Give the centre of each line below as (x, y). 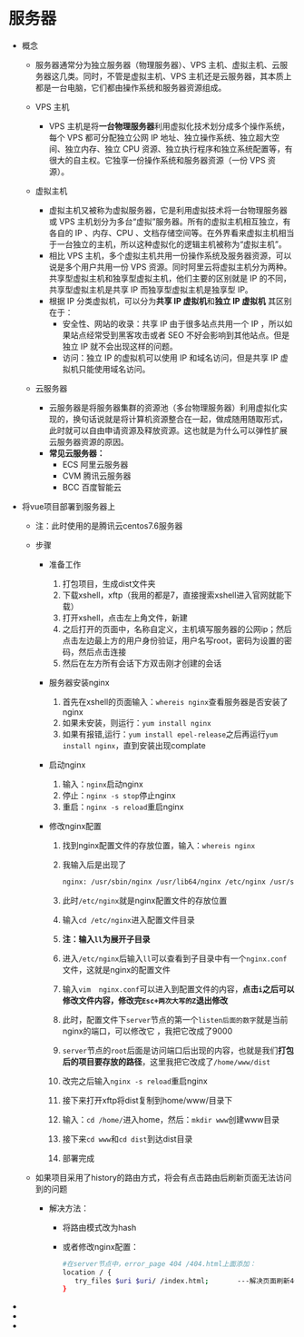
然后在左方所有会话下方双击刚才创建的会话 (142, 663)
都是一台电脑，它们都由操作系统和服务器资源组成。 (131, 87)
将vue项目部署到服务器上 (69, 506)
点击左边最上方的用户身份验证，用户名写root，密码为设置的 (173, 640)
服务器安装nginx (79, 682)
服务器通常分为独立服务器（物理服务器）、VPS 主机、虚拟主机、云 (157, 64)
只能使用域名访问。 (114, 369)
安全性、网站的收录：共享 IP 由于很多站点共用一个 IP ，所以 (173, 323)
